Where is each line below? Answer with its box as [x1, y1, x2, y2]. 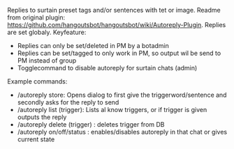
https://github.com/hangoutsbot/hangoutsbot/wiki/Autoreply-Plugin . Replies [7, 21, 226, 29]
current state [17, 135, 55, 143]
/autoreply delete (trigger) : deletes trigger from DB [17, 120, 166, 128]
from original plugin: [7, 13, 65, 22]
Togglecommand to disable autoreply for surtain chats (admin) [17, 64, 198, 72]
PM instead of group [17, 56, 77, 65]
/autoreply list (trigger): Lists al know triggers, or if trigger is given [17, 106, 207, 113]
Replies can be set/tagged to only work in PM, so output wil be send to [17, 49, 221, 57]
